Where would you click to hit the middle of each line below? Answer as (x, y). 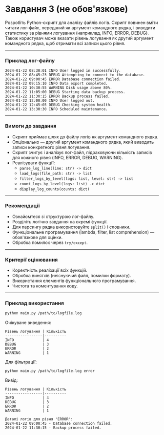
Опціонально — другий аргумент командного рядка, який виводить (83, 142)
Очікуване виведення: (28, 323)
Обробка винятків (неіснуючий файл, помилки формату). (72, 276)
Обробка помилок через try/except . (50, 242)
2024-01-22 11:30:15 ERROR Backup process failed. (58, 96)
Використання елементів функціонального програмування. (74, 281)
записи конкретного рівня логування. (51, 147)
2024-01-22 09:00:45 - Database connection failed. (59, 424)
